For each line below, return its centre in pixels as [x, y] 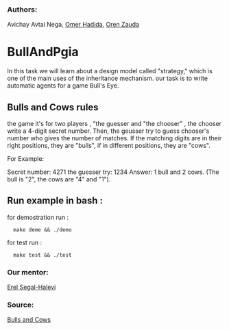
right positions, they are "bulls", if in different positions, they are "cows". [109, 146]
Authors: [22, 10]
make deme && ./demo [43, 230]
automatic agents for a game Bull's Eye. [63, 86]
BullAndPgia [43, 52]
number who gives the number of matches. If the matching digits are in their [114, 138]
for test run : [25, 242]
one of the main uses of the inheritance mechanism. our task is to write [107, 78]
